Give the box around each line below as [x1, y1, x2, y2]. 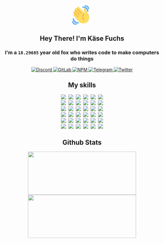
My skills [68, 81, 96, 89]
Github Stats [62, 138, 102, 147]
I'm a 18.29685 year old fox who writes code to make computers [4, 49, 160, 56]
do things [70, 55, 94, 62]
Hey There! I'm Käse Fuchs [40, 35, 124, 43]
